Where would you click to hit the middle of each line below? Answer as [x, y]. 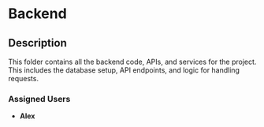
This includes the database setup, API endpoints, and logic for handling [124, 70]
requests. [24, 78]
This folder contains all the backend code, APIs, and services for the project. [132, 62]
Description [37, 43]
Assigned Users [39, 99]
